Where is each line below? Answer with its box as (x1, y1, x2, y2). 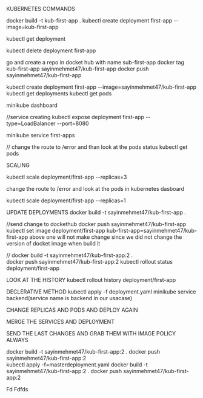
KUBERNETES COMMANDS (6, 5, 76, 12)
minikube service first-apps (6, 132, 75, 139)
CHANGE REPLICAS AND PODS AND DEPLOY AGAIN (6, 306, 138, 314)
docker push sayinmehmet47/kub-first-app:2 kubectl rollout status (6, 258, 173, 265)
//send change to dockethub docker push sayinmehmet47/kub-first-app (6, 221, 187, 227)
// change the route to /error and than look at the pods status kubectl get (6, 143, 188, 151)
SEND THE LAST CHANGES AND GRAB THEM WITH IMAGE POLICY (6, 330, 176, 337)
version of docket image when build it (6, 240, 101, 247)
